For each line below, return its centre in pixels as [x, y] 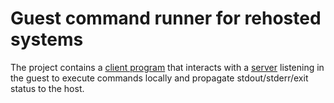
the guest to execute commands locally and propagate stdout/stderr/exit [159, 78]
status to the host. [47, 88]
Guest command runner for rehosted [166, 18]
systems [47, 39]
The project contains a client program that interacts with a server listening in [167, 67]
